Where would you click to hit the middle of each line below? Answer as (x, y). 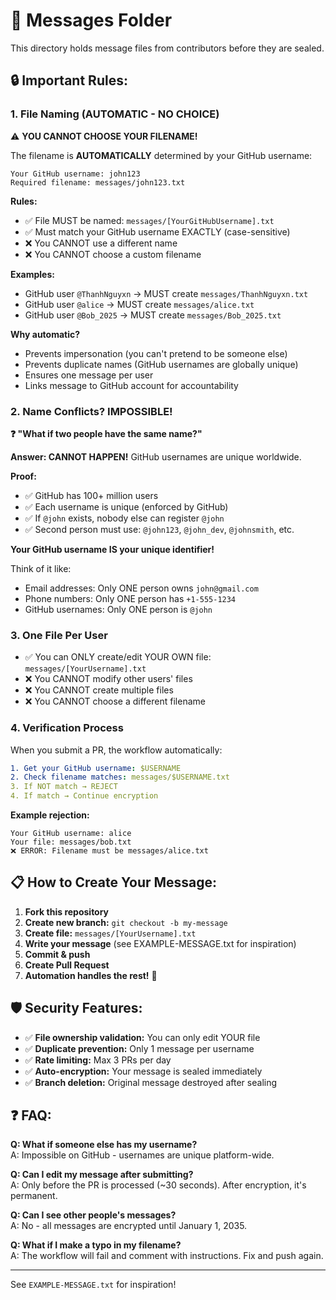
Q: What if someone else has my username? (104, 1145)
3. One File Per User (59, 635)
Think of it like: (41, 568)
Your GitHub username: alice (71, 834)
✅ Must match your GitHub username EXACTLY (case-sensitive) (157, 231)
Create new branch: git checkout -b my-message (126, 922)
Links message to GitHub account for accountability (131, 385)
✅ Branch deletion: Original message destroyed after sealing (151, 1082)
